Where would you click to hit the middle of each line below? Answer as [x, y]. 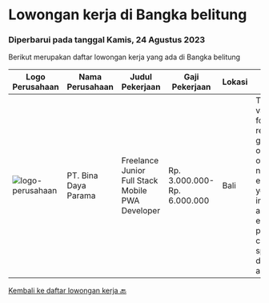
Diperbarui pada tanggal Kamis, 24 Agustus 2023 [107, 40]
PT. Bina [82, 176]
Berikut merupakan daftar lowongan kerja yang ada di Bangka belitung [124, 57]
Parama [81, 196]
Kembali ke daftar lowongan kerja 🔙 [67, 291]
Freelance [140, 160]
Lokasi [235, 82]
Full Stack [140, 180]
